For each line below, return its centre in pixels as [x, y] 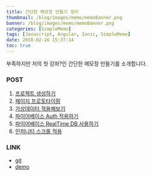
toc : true [19, 46]
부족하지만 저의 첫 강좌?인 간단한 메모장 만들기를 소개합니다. [77, 64]
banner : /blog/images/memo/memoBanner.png [60, 23]
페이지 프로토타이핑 [38, 101]
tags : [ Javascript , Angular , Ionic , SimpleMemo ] [68, 34]
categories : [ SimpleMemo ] [39, 29]
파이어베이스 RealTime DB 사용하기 [57, 124]
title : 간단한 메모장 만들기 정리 [42, 12]
